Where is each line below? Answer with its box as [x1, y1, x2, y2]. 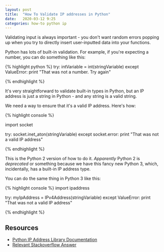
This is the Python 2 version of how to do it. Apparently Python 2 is [5, 156, 141, 162]
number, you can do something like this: [5, 55, 86, 60]
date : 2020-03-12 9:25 [5, 16, 56, 21]
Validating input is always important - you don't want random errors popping [5, 34, 159, 40]
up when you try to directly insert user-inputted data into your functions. [5, 40, 151, 46]
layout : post [5, 7, 32, 12]
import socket [5, 122, 33, 128]
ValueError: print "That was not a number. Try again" [5, 69, 111, 75]
